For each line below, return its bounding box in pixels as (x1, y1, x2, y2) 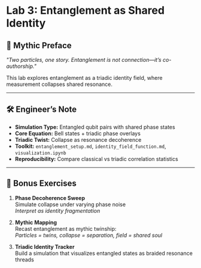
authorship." (6, 62, 37, 70)
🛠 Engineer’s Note (6, 105, 77, 115)
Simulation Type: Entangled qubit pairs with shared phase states (14, 123, 175, 130)
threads (14, 256, 34, 263)
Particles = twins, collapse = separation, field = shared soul (14, 231, 163, 239)
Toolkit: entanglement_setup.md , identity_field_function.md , (14, 142, 166, 150)
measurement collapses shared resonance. (6, 81, 112, 88)
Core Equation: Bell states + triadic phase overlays (14, 130, 141, 137)
